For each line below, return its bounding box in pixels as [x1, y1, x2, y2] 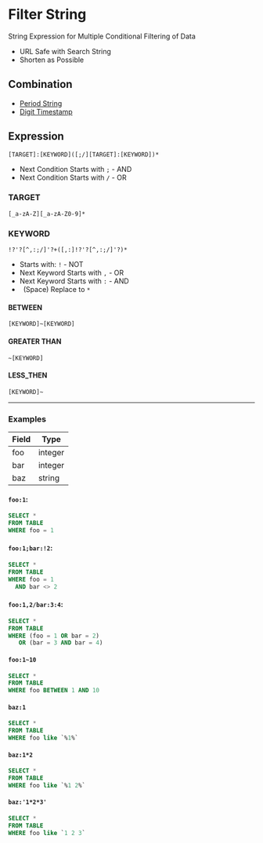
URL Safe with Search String [19, 46, 112, 56]
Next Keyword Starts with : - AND [19, 276, 129, 286]
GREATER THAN [8, 336, 62, 346]
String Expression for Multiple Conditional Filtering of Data [8, 31, 196, 41]
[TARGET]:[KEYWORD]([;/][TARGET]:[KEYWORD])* [8, 151, 159, 159]
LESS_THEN [8, 370, 48, 380]
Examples [8, 414, 47, 425]
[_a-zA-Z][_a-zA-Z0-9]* [8, 210, 86, 217]
